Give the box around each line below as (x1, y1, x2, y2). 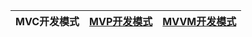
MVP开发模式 (89, 15, 153, 28)
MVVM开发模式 (162, 15, 237, 28)
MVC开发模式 (15, 15, 80, 28)
